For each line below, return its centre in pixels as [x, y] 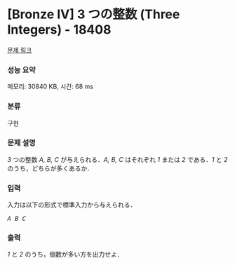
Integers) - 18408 [59, 30]
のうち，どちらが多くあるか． [50, 168]
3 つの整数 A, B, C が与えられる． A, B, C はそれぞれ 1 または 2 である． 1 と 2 [117, 159]
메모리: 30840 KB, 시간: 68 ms [50, 87]
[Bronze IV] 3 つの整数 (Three [94, 14]
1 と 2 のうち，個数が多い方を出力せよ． [66, 254]
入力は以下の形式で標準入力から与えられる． [72, 205]
